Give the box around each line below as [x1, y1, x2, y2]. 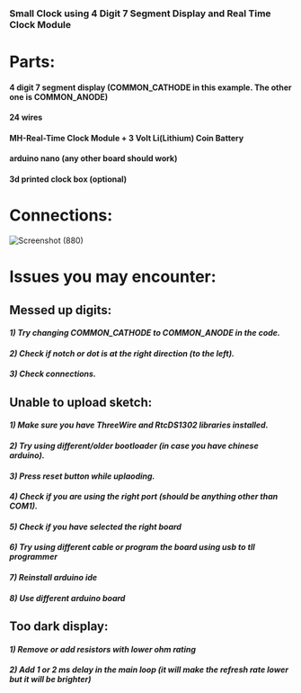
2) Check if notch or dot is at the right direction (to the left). [9, 347, 235, 358]
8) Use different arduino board [9, 592, 126, 603]
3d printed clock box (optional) [9, 174, 128, 184]
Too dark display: [9, 618, 109, 634]
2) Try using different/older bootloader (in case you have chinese [9, 440, 259, 451]
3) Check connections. [9, 368, 97, 380]
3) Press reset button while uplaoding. [9, 471, 155, 481]
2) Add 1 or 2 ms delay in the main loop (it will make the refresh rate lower [9, 664, 289, 675]
